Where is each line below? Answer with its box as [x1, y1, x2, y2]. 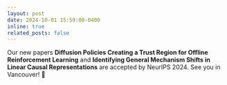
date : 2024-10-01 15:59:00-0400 [7, 17, 100, 23]
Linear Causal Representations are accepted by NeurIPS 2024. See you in [7, 63, 221, 71]
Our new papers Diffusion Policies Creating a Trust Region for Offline [7, 48, 209, 57]
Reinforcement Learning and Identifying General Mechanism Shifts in [7, 56, 211, 64]
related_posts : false [7, 29, 70, 37]
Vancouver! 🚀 [7, 70, 46, 79]
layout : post [7, 10, 45, 17]
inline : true [7, 23, 45, 30]
